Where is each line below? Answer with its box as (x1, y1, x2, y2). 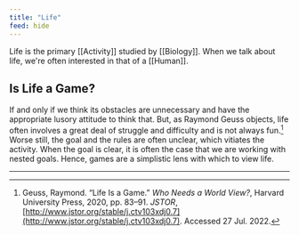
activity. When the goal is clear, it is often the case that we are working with (9, 143, 287, 154)
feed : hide (9, 21, 50, 30)
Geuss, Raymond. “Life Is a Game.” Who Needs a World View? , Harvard (21, 187, 285, 198)
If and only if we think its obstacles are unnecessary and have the (9, 104, 250, 116)
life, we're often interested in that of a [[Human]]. (9, 55, 189, 66)
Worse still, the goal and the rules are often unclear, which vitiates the (9, 134, 265, 145)
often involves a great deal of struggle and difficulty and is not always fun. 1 (9, 124, 284, 135)
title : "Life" (9, 12, 62, 22)
